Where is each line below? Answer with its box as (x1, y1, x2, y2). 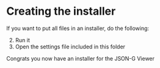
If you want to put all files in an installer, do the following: (6, 25, 150, 32)
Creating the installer (6, 4, 116, 18)
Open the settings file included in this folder (15, 43, 126, 50)
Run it (15, 36, 31, 43)
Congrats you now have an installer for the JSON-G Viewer (6, 55, 155, 62)
